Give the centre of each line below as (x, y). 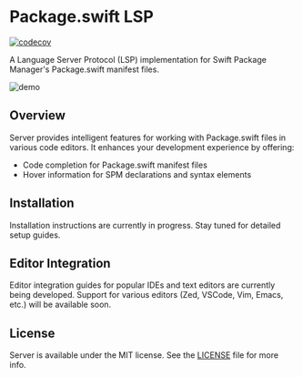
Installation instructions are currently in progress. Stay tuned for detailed (145, 225)
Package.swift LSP (82, 17)
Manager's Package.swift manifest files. (84, 69)
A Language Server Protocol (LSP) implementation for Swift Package (138, 59)
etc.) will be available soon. (61, 305)
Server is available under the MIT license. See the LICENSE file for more (144, 355)
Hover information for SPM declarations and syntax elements (137, 174)
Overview (38, 116)
